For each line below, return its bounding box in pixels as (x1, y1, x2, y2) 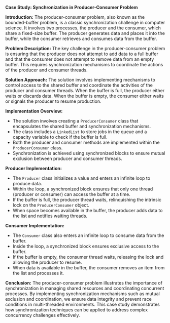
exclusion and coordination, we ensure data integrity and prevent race (5, 296, 152, 302)
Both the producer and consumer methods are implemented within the (12, 139, 160, 145)
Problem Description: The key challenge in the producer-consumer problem (5, 46, 165, 51)
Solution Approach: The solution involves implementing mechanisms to (5, 77, 156, 83)
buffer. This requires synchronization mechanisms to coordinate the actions (5, 62, 163, 67)
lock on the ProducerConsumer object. (12, 202, 90, 208)
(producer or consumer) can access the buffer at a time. (12, 191, 130, 197)
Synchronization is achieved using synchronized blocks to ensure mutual (12, 150, 165, 156)
